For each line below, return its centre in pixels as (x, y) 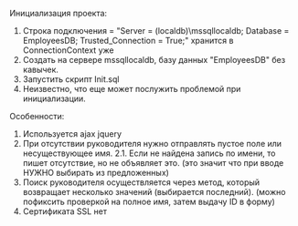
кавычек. (41, 69)
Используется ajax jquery (72, 134)
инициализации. (54, 98)
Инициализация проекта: (59, 13)
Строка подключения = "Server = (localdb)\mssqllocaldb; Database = (156, 31)
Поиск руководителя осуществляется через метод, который (141, 182)
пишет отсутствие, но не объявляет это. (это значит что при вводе (153, 163)
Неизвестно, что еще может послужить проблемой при (132, 89)
